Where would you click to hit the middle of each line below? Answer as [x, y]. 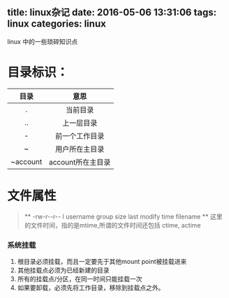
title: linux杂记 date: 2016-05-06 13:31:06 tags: [112, 13]
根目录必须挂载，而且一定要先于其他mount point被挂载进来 [102, 261]
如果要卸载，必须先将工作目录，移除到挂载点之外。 [91, 288]
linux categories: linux [57, 24]
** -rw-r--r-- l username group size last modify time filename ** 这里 [123, 216]
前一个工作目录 [80, 136]
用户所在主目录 [80, 149]
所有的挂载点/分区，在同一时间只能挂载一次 [80, 278]
